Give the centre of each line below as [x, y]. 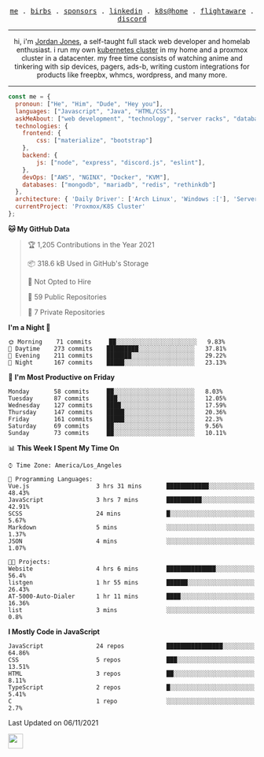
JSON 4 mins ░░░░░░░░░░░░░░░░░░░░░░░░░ [132, 541]
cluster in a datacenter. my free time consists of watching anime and [132, 58]
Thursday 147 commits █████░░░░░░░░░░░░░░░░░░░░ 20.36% [117, 412]
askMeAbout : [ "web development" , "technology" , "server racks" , [123, 119]
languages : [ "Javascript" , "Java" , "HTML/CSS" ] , [96, 111]
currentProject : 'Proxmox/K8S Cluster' [81, 207]
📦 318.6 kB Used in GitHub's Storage [88, 263]
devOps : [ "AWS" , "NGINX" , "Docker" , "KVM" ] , [96, 177]
